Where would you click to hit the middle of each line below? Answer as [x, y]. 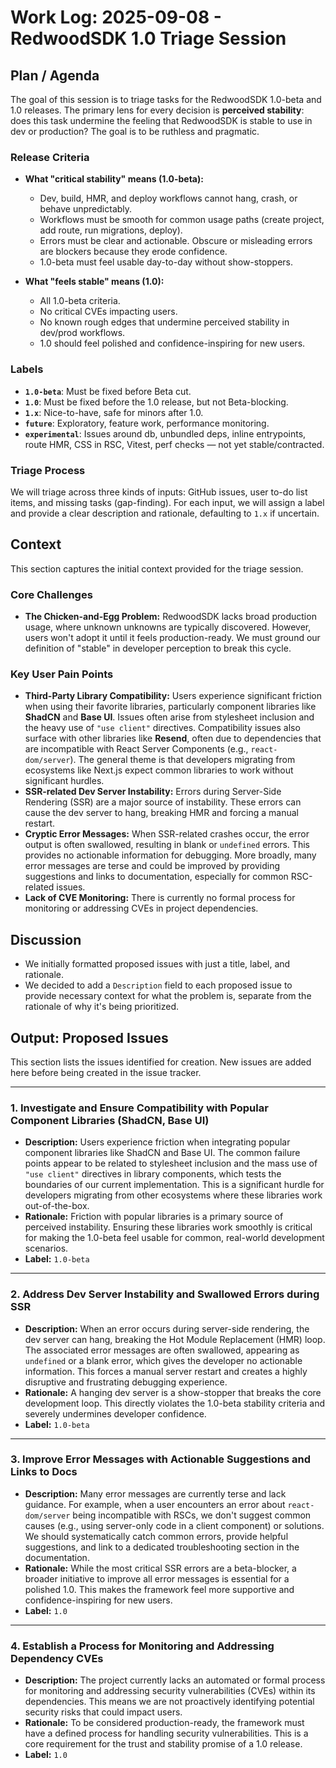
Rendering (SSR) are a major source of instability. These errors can [163, 802]
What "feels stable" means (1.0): [94, 282]
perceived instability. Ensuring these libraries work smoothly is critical [168, 1227]
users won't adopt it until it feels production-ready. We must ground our [172, 637]
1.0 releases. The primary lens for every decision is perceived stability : [157, 110]
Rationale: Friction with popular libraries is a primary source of [154, 1217]
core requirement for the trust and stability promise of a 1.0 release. [163, 1744]
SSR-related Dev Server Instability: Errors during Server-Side [153, 792]
